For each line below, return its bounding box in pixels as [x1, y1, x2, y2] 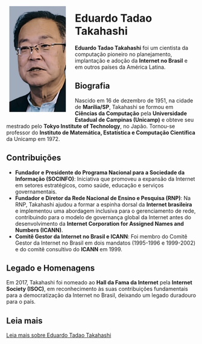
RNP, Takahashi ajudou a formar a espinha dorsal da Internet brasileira [14, 201, 192, 208]
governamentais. [14, 188, 57, 195]
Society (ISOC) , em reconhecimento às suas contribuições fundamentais [6, 286, 188, 293]
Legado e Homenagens [6, 263, 95, 273]
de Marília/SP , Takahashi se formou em [75, 103, 174, 110]
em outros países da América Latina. [75, 63, 166, 70]
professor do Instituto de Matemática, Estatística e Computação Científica [6, 129, 196, 136]
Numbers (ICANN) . [14, 226, 63, 234]
